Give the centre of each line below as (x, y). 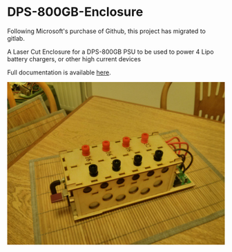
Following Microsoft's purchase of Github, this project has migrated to (106, 31)
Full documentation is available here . (59, 72)
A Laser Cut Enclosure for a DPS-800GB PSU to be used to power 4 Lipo (110, 52)
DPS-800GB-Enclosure (75, 12)
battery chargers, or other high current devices (74, 59)
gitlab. (16, 38)
